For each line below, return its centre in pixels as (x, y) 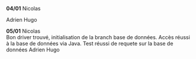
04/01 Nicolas (23, 8)
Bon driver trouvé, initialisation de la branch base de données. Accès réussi (98, 37)
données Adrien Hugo (33, 50)
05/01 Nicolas (23, 31)
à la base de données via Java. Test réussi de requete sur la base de (90, 44)
